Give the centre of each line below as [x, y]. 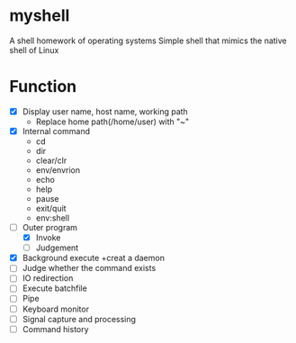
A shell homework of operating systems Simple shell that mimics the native [148, 41]
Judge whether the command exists [89, 268]
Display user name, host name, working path [105, 111]
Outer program [50, 227]
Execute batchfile [54, 288]
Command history [55, 329]
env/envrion [58, 170]
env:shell [53, 218]
